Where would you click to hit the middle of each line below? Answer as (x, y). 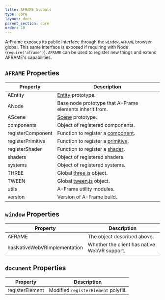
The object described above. (121, 236)
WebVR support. (107, 250)
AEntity (16, 95)
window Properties (32, 214)
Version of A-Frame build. (87, 197)
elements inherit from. (82, 109)
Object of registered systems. (91, 165)
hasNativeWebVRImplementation (45, 247)
